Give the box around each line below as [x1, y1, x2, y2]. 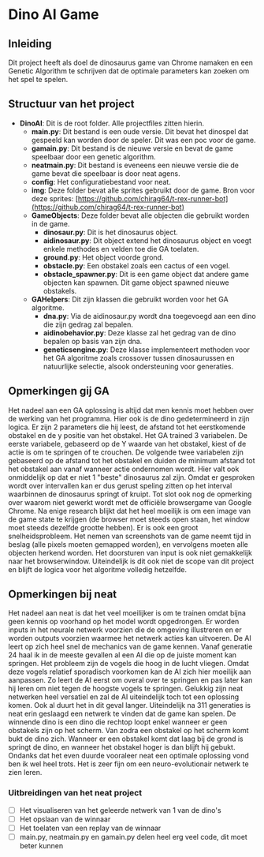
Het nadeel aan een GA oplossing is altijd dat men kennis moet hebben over [8, 405, 255, 415]
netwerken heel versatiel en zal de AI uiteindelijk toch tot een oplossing [8, 692, 239, 702]
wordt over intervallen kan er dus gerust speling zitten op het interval [8, 481, 232, 490]
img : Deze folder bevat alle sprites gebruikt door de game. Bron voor [31, 185, 255, 195]
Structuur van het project [8, 97, 136, 111]
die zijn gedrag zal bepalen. [43, 320, 134, 329]
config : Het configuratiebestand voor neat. [31, 177, 171, 186]
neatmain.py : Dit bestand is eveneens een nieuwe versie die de [31, 160, 239, 170]
